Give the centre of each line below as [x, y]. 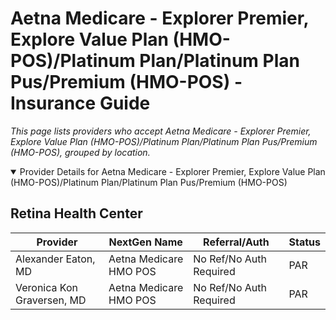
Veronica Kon [46, 287]
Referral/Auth [236, 242]
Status [304, 242]
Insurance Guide [80, 103]
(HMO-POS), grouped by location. [80, 152]
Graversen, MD [51, 300]
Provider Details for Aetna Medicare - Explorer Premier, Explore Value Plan [172, 171]
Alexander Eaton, [55, 259]
